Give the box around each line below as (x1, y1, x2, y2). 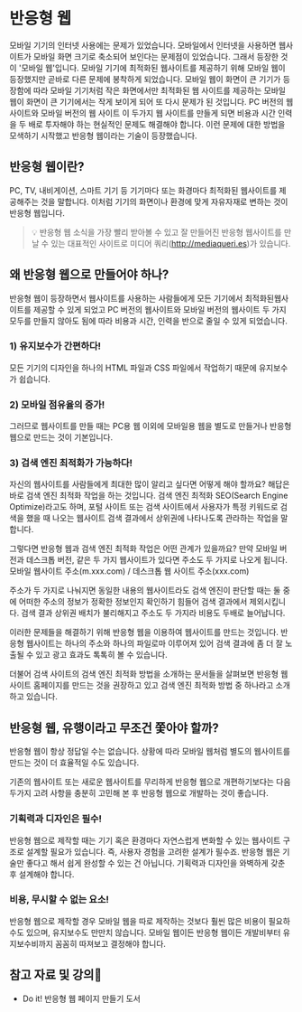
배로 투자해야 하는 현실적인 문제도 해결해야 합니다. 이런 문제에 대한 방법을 (28, 118, 286, 129)
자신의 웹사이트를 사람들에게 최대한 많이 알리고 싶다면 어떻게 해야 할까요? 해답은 (9, 479, 290, 490)
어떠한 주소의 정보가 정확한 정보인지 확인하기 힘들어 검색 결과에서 (18, 596, 248, 607)
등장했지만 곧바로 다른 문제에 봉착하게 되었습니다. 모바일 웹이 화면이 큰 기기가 (9, 73, 281, 84)
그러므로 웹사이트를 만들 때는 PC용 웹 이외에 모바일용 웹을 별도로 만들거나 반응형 (9, 421, 292, 432)
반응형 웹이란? (9, 159, 85, 174)
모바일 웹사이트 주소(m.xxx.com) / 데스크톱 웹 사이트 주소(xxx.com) (9, 566, 250, 576)
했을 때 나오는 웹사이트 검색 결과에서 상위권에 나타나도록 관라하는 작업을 (25, 512, 279, 524)
